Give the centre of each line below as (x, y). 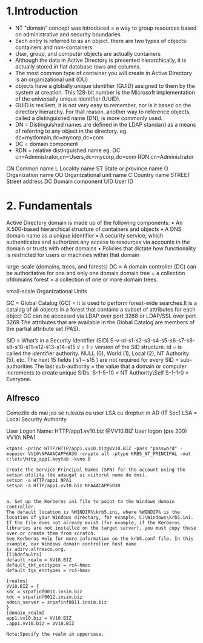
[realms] (17, 581)
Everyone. (19, 379)
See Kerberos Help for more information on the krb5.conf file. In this (100, 538)
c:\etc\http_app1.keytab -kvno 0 (48, 459)
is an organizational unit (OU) (52, 79)
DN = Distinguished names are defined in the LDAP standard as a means (105, 124)
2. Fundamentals (49, 206)
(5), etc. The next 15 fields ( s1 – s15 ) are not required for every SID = (93, 359)
